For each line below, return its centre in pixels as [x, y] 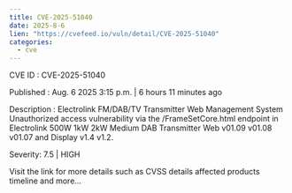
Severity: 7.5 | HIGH [45, 154]
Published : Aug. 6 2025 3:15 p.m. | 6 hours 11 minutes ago [116, 93]
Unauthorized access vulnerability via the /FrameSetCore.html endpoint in [144, 119]
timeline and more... [46, 181]
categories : [31, 42]
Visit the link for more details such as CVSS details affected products [134, 172]
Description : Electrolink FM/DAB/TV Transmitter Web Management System [146, 109]
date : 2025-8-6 [37, 26]
